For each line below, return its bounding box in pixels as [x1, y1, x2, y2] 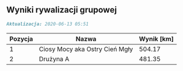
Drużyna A [39, 55, 69, 63]
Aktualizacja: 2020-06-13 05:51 [6, 21, 89, 27]
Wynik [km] [138, 35, 174, 43]
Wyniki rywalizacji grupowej [6, 5, 118, 15]
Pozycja [9, 35, 34, 43]
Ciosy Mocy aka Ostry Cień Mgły [39, 45, 133, 53]
